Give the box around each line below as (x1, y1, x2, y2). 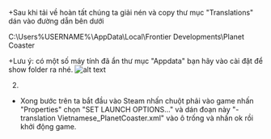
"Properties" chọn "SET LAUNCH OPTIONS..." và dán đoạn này (19, 105, 231, 114)
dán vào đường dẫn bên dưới (8, 16, 104, 26)
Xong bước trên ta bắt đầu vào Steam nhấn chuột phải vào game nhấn (19, 96, 254, 105)
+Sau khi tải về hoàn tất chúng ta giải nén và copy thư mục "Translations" (8, 8, 254, 17)
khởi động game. (19, 122, 77, 131)
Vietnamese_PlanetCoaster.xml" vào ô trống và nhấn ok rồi (57, 113, 253, 123)
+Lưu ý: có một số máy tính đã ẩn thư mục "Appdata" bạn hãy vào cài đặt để (8, 57, 263, 65)
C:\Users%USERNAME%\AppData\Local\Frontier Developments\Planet (8, 32, 245, 41)
